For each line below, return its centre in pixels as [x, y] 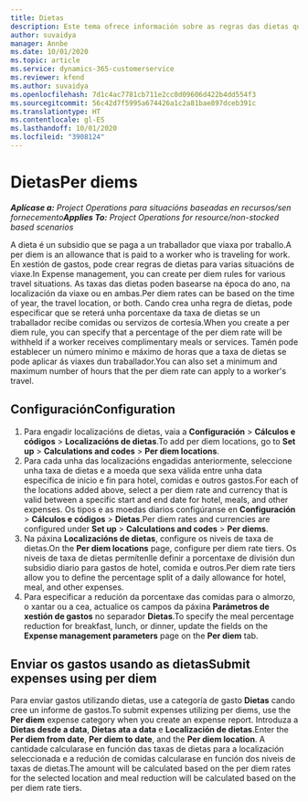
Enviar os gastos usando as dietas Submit [130, 664]
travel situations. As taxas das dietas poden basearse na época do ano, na [150, 283]
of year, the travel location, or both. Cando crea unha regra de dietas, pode [152, 303]
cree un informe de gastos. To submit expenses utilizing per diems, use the [151, 711]
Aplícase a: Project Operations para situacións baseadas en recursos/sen [151, 208]
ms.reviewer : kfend [48, 78]
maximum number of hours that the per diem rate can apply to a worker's [149, 370]
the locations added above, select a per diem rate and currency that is [156, 489]
